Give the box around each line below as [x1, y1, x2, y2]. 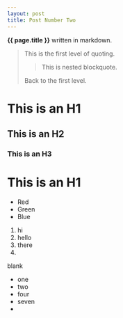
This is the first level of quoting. [24, 49, 115, 58]
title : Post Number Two [7, 17, 76, 24]
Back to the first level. [24, 76, 87, 84]
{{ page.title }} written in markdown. [7, 35, 113, 44]
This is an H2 [7, 128, 65, 140]
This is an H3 [7, 149, 52, 159]
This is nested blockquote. [41, 63, 117, 71]
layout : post [7, 10, 45, 17]
